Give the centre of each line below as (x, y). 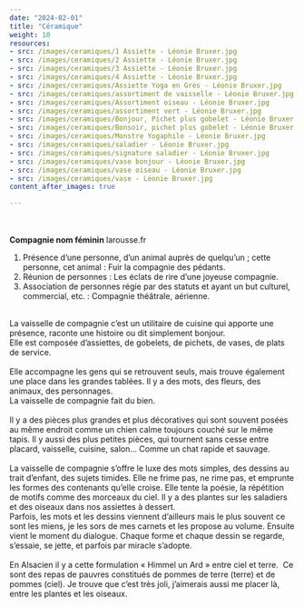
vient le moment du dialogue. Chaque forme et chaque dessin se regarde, (147, 536)
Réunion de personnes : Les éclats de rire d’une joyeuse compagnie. (150, 277)
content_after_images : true (63, 187)
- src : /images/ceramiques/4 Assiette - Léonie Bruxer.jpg (123, 77)
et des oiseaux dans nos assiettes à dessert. (93, 507)
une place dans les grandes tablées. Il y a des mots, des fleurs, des (135, 382)
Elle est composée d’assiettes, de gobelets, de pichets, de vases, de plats (147, 343)
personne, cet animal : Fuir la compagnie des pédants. (124, 267)
